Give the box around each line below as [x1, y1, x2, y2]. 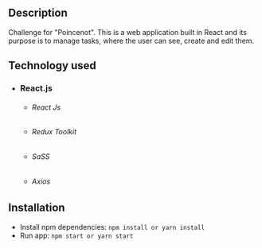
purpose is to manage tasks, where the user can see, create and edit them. [8, 36, 255, 45]
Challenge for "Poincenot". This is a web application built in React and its [8, 27, 247, 37]
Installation [8, 201, 65, 215]
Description [8, 6, 68, 20]
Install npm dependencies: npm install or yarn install [19, 222, 205, 231]
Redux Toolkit [31, 127, 77, 137]
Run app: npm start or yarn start [19, 231, 134, 240]
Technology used [8, 59, 97, 72]
